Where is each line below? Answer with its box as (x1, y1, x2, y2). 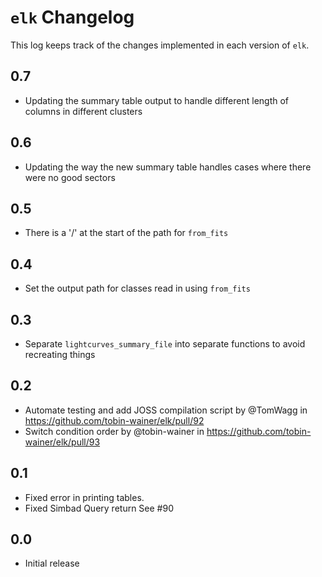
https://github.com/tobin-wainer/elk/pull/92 (24, 414, 205, 426)
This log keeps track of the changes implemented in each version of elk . (10, 39, 310, 51)
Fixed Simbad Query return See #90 (24, 502, 174, 514)
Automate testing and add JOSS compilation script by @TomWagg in (24, 404, 308, 416)
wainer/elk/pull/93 (24, 436, 101, 448)
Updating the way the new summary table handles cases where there (24, 161, 312, 173)
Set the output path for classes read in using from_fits (24, 282, 251, 295)
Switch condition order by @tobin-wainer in (24, 425, 205, 437)
